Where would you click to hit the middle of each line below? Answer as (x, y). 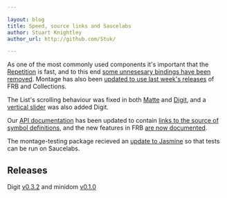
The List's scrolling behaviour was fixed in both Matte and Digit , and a (107, 100)
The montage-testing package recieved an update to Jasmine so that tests (113, 141)
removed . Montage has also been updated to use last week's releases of (111, 79)
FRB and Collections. (37, 86)
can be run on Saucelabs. (44, 148)
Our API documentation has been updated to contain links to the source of (113, 121)
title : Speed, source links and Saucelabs (69, 26)
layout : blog (26, 19)
